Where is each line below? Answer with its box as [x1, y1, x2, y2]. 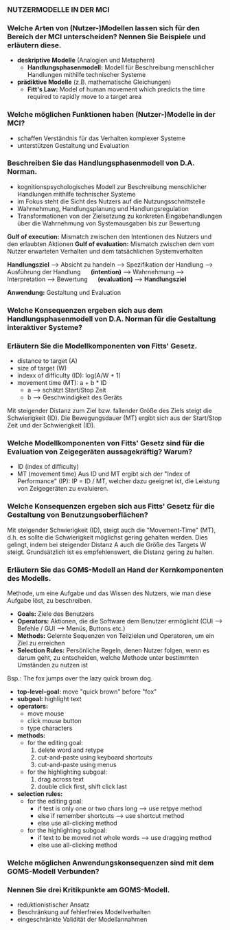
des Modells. [7, 573, 51, 583]
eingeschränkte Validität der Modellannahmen [16, 916, 148, 924]
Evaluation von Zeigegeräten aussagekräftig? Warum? [7, 447, 193, 456]
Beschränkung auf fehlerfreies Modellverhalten [16, 908, 151, 916]
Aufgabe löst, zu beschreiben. [7, 596, 93, 604]
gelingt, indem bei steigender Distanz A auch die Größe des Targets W [7, 540, 207, 549]
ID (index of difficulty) [16, 463, 79, 471]
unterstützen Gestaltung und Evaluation [16, 141, 130, 149]
